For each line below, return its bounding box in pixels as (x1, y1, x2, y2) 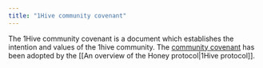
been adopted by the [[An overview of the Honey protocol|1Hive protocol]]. (8, 50, 256, 60)
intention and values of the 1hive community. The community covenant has (8, 42, 255, 52)
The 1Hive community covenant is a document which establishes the (8, 34, 234, 43)
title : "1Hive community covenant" (8, 11, 127, 20)
